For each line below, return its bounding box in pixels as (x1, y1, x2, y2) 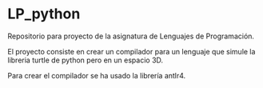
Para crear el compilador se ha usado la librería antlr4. (7, 70, 186, 80)
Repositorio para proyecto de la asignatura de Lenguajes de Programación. (7, 31, 255, 41)
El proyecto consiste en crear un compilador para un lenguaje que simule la (7, 46, 256, 56)
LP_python (7, 5, 81, 23)
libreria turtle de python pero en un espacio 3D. (7, 55, 164, 65)
